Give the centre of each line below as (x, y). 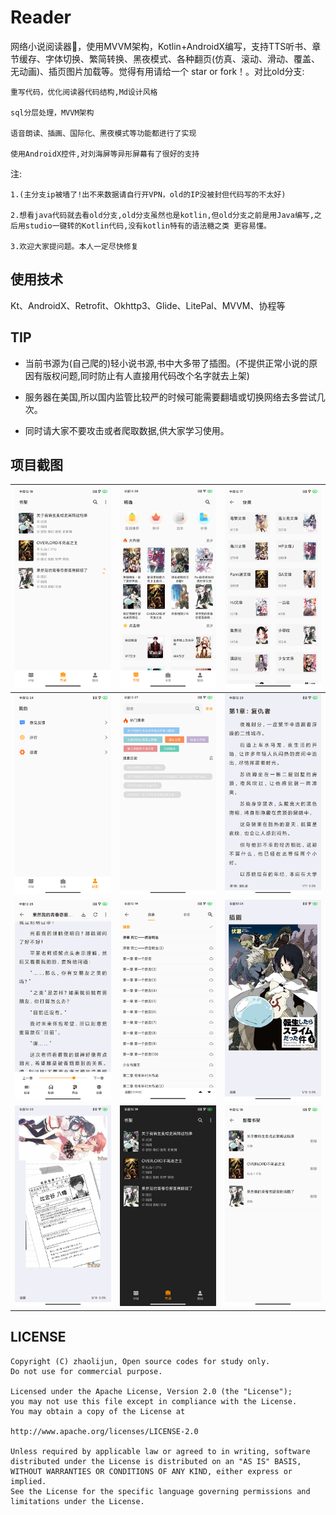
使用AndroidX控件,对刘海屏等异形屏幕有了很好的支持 (105, 154)
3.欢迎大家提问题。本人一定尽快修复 (74, 246)
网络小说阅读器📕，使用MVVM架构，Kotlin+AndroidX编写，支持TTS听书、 (161, 46)
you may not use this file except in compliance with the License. (154, 1401)
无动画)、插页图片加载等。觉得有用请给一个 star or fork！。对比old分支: (157, 71)
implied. (28, 1481)
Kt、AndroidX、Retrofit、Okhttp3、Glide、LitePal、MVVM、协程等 (148, 305)
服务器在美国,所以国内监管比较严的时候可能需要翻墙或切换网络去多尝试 (170, 397)
